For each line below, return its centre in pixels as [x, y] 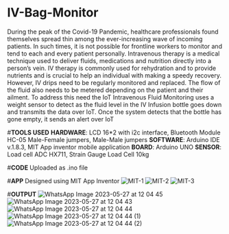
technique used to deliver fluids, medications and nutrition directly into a [109, 60]
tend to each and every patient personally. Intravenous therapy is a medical [113, 54]
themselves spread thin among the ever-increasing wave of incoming [105, 38]
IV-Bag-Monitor [53, 13]
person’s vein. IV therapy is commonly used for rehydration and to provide [112, 68]
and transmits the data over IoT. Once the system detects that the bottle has [114, 112]
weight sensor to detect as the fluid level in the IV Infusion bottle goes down [114, 104]
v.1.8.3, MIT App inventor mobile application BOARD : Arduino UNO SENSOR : [114, 147]
